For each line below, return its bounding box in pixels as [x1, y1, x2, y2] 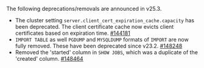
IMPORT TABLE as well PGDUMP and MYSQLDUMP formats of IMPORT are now [15, 36, 189, 43]
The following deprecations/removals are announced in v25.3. [6, 5, 162, 12]
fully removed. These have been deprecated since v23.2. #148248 [15, 42, 183, 49]
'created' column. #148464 [15, 55, 83, 62]
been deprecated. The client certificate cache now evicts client [15, 23, 174, 30]
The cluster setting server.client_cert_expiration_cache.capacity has [15, 17, 195, 23]
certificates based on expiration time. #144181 [15, 29, 131, 37]
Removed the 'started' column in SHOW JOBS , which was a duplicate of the [15, 49, 198, 56]
